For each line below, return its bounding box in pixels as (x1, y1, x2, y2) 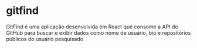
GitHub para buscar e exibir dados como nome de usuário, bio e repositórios (6, 29, 191, 36)
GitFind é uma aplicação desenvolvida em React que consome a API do (6, 23, 178, 30)
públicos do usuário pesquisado (6, 35, 84, 42)
